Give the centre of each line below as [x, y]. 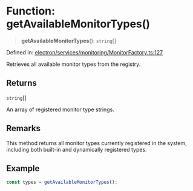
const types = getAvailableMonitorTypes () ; [62, 183]
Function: [31, 11]
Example [23, 168]
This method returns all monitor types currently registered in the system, [97, 143]
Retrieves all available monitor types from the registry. [74, 64]
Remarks [24, 128]
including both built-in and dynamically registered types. [77, 149]
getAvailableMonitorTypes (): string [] [69, 40]
